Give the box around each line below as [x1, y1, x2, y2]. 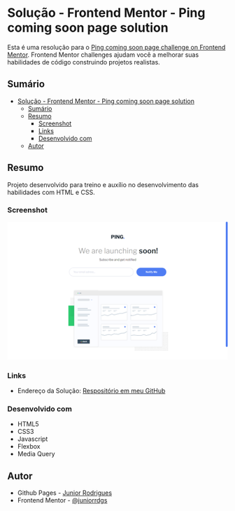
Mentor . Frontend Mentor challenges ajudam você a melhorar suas [7, 50, 199, 59]
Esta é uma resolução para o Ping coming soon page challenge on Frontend [7, 43, 226, 51]
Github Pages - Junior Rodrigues [17, 489, 113, 497]
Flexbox [17, 442, 41, 451]
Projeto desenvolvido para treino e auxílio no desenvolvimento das [7, 180, 199, 189]
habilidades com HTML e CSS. [7, 188, 96, 196]
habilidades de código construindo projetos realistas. [7, 57, 161, 66]
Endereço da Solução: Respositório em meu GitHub [17, 387, 166, 395]
